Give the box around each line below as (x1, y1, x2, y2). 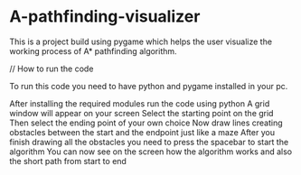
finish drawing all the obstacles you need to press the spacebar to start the (9, 136, 289, 147)
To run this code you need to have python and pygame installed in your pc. (9, 80, 288, 91)
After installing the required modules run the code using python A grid (9, 97, 270, 109)
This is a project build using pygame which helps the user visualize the (9, 36, 273, 47)
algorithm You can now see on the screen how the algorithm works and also (9, 146, 292, 157)
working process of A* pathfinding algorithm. (9, 45, 178, 56)
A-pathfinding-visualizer (9, 6, 201, 27)
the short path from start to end (9, 155, 127, 166)
